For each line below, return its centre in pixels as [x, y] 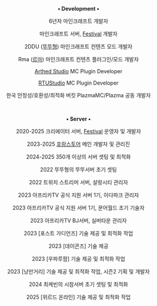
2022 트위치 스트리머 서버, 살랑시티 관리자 [78, 182]
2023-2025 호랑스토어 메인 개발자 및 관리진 [78, 144]
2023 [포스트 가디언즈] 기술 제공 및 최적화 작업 [78, 233]
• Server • [78, 119]
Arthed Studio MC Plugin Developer [78, 71]
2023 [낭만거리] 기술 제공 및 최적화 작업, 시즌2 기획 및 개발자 [78, 271]
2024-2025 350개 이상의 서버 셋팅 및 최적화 [78, 157]
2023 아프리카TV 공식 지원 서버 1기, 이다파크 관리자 [78, 195]
